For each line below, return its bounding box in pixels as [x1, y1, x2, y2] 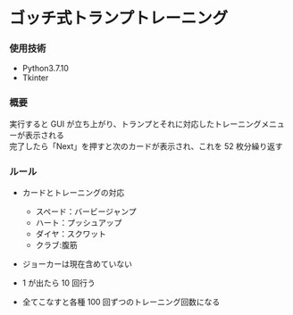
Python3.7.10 [21, 63, 70, 74]
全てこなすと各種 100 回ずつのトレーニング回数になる [21, 296, 221, 308]
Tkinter [21, 72, 49, 83]
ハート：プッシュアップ [35, 218, 122, 228]
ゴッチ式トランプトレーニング [9, 8, 229, 29]
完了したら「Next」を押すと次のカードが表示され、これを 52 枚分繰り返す [9, 140, 283, 152]
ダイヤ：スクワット [35, 228, 107, 239]
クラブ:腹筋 [35, 240, 78, 251]
